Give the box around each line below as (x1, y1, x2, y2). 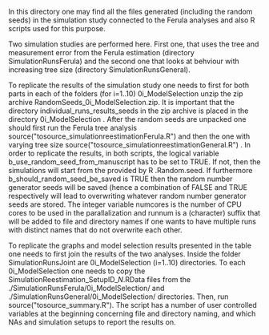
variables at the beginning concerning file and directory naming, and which (8, 309, 256, 318)
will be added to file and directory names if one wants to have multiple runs (8, 216, 256, 226)
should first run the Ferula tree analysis (8, 123, 138, 132)
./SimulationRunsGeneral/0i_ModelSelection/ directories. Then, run (8, 292, 229, 301)
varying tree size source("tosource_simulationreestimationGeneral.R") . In (8, 140, 251, 149)
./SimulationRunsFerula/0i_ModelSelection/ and (8, 284, 165, 293)
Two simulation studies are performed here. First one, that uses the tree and (8, 39, 259, 49)
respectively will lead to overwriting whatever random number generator (8, 192, 247, 200)
